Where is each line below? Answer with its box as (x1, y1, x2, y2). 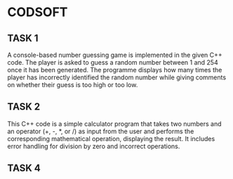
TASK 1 (7, 32, 39, 44)
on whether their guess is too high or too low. (7, 81, 138, 88)
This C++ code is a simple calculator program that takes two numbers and (7, 119, 222, 128)
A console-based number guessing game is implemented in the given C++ (7, 51, 222, 59)
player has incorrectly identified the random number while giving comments (7, 73, 227, 81)
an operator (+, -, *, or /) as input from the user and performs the (7, 127, 194, 135)
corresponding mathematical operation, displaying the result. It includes (7, 134, 215, 142)
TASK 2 (7, 101, 41, 113)
